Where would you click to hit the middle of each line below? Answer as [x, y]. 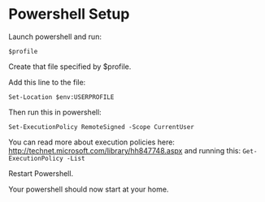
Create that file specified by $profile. [70, 67]
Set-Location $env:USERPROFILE [61, 97]
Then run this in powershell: [55, 112]
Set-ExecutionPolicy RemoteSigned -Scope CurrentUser [102, 127]
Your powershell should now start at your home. [89, 189]
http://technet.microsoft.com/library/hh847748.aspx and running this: [125, 150]
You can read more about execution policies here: [91, 142]
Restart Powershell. [41, 173]
